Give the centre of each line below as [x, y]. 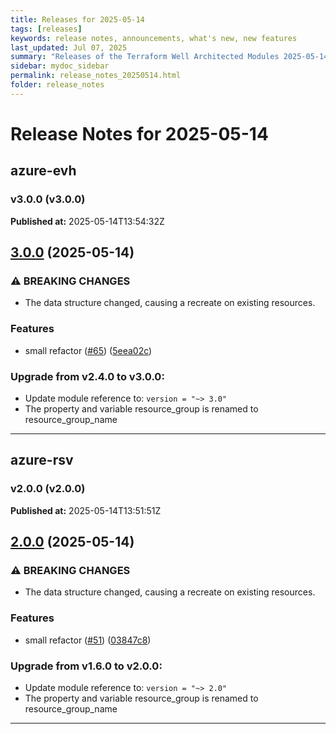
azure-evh [43, 171]
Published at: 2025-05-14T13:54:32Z [87, 221]
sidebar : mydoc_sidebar [60, 66]
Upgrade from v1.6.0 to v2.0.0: [86, 666]
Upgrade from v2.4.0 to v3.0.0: [87, 376]
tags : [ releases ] [46, 29]
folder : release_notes [57, 85]
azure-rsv [42, 460]
